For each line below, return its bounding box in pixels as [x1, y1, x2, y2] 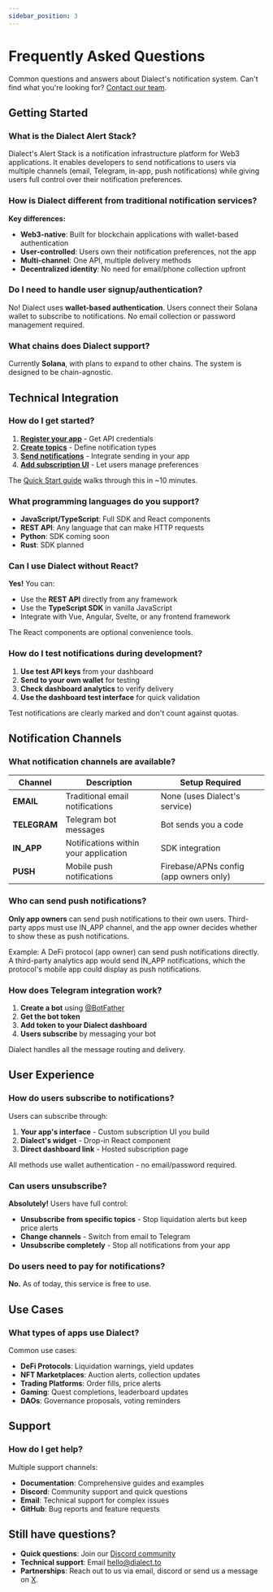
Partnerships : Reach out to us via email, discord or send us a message [19, 1566, 258, 1576]
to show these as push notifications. [8, 931, 130, 941]
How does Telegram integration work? [8, 985, 162, 996]
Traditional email [65, 790, 129, 802]
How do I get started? [8, 415, 95, 427]
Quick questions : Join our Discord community [19, 1549, 176, 1559]
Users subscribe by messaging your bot [19, 1029, 157, 1038]
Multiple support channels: [8, 1462, 98, 1472]
